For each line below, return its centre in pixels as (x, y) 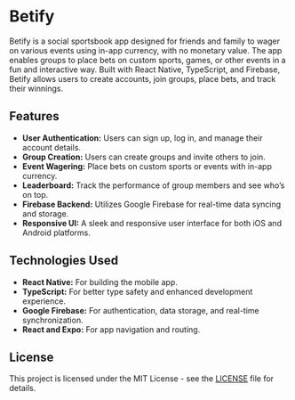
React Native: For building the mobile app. (100, 282)
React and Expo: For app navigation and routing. (111, 329)
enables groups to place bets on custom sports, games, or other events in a (147, 60)
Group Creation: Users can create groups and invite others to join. (144, 157)
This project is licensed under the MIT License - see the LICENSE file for (141, 379)
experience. (44, 301)
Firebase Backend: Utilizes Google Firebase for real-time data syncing (151, 204)
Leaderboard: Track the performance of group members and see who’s (153, 185)
